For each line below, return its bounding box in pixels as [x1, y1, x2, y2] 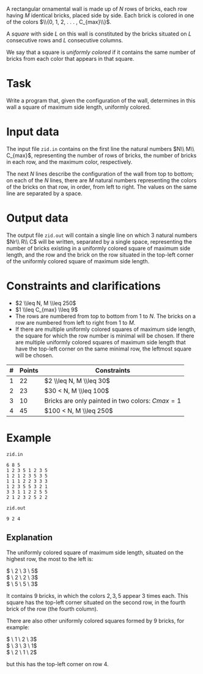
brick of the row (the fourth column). [6, 605, 98, 613]
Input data [6, 125, 59, 139]
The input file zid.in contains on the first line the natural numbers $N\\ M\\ [6, 145, 194, 152]
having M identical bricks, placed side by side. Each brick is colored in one [6, 12, 194, 19]
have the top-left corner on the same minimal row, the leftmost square [15, 345, 191, 352]
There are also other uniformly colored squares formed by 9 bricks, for [6, 617, 185, 624]
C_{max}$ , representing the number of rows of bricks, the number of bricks [6, 152, 197, 159]
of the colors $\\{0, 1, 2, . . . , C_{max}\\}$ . [6, 18, 112, 25]
